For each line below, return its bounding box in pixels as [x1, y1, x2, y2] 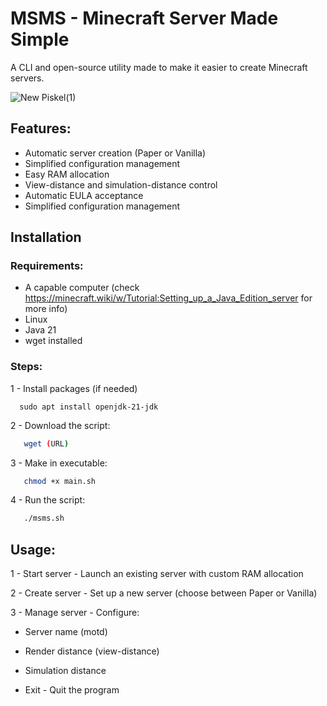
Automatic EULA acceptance [24, 189, 144, 201]
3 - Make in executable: [10, 457, 108, 469]
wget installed [24, 335, 83, 347]
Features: [10, 120, 72, 137]
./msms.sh [23, 513, 65, 524]
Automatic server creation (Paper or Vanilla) [24, 147, 207, 159]
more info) [24, 303, 68, 315]
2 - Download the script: [10, 419, 111, 431]
